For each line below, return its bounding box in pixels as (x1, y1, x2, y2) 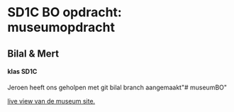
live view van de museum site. (7, 96, 96, 105)
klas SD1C (7, 67, 38, 76)
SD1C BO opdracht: (7, 4, 122, 21)
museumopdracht (7, 19, 116, 35)
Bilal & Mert (7, 47, 59, 60)
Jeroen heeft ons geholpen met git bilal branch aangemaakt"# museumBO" (7, 83, 228, 91)
